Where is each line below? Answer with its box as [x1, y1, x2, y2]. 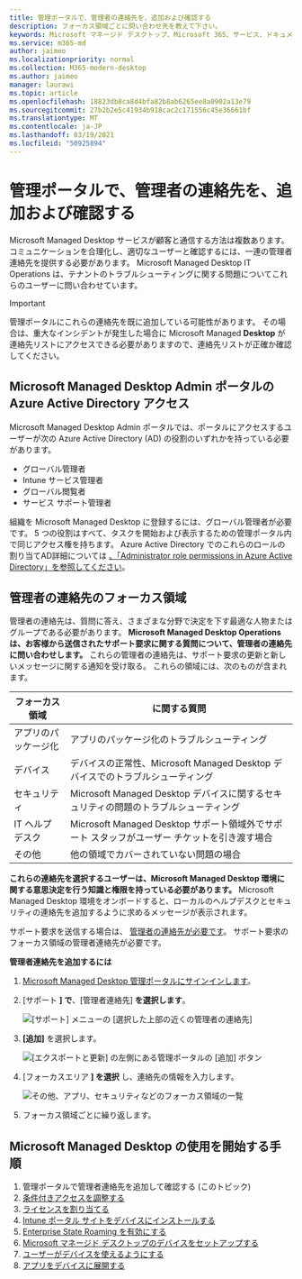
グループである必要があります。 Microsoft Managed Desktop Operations [9, 627, 281, 638]
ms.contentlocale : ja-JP [9, 123, 102, 132]
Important [9, 297, 46, 308]
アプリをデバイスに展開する [22, 1260, 126, 1271]
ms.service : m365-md [9, 38, 87, 48]
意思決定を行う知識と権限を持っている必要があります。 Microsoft [32, 884, 274, 895]
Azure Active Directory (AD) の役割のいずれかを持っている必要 [58, 433, 289, 443]
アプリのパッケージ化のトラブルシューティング [70, 734, 268, 746]
